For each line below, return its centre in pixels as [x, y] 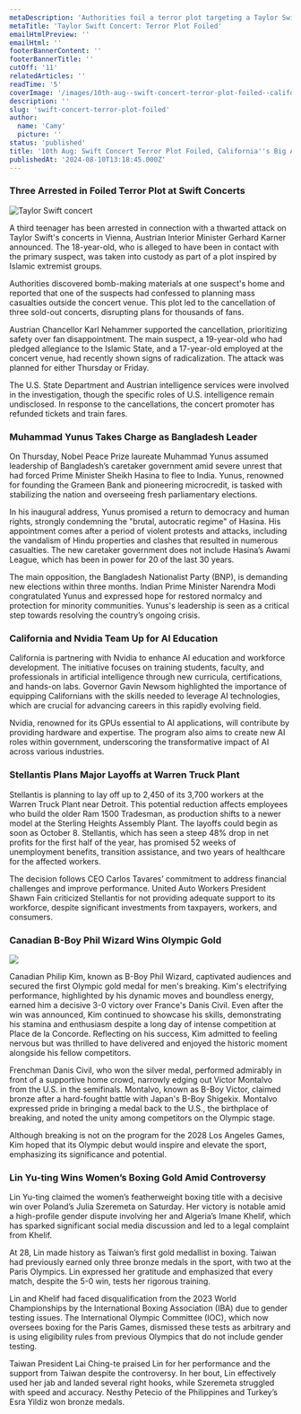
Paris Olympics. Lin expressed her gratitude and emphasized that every [141, 1272]
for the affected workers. [55, 861]
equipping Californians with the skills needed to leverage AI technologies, [145, 696]
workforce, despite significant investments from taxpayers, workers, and [143, 907]
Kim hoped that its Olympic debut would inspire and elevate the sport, [138, 1145]
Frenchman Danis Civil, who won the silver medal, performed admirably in [146, 1070]
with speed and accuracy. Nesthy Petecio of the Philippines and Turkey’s [143, 1392]
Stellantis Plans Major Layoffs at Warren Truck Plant [125, 775]
